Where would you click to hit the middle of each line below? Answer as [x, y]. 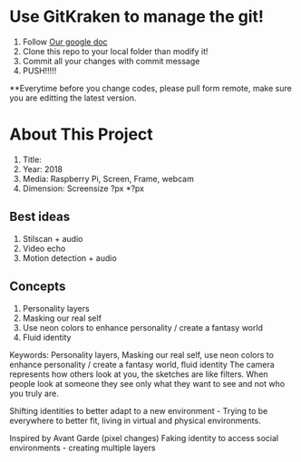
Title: [32, 159]
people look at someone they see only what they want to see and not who [147, 383]
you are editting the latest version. [73, 98]
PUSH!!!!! [39, 71]
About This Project [82, 135]
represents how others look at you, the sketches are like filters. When [139, 374]
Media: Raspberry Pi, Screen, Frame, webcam [108, 178]
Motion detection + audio [70, 258]
